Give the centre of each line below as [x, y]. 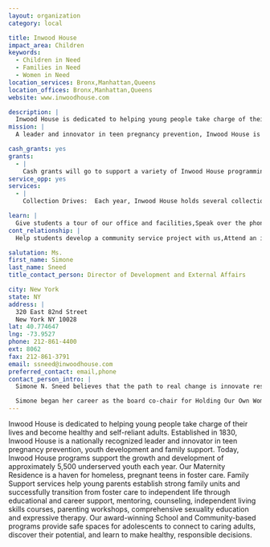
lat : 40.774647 [34, 327]
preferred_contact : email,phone [62, 371]
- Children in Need [48, 60]
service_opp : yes [37, 179]
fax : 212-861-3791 [39, 357]
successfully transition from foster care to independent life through [119, 492]
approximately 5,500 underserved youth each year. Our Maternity [117, 466]
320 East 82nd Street [52, 312]
